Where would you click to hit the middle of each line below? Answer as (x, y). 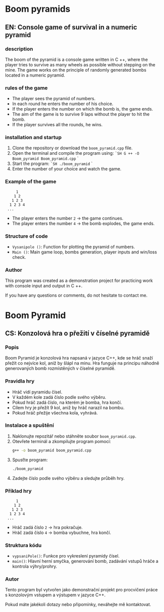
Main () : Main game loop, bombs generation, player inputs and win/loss (84, 252)
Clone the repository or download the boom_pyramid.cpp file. (72, 148)
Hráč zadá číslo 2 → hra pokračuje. (47, 527)
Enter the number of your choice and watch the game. (67, 169)
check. (19, 257)
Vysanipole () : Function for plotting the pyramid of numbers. (74, 247)
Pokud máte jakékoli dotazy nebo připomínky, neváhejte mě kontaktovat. (78, 605)
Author (14, 270)
